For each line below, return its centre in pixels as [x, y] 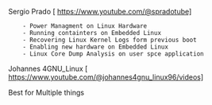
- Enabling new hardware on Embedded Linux [96, 47]
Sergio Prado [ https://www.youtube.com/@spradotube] [100, 12]
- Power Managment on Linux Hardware [85, 26]
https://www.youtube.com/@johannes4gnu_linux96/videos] [106, 77]
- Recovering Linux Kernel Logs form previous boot [110, 40]
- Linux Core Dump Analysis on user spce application [113, 54]
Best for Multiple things [46, 92]
